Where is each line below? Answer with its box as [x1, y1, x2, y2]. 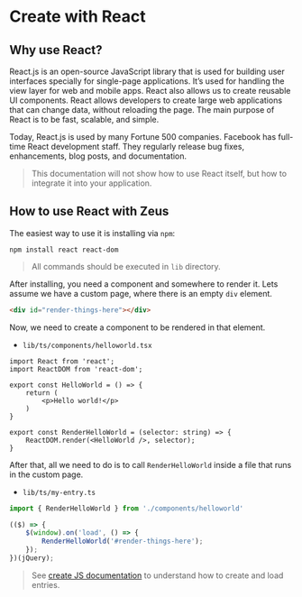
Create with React [9, 6, 146, 27]
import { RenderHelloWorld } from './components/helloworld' [9, 503, 244, 513]
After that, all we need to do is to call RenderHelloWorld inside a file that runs [9, 459, 292, 470]
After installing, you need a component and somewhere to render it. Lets [9, 278, 279, 289]
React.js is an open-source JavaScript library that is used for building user [9, 66, 286, 77]
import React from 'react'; [9, 356, 115, 366]
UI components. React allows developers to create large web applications [9, 95, 282, 106]
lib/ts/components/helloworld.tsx [22, 341, 152, 350]
